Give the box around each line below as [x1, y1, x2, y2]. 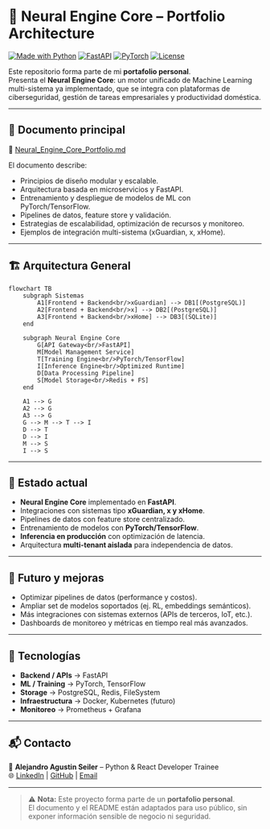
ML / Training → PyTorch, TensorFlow [19, 679, 146, 688]
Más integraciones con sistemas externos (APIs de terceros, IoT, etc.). [19, 610, 253, 620]
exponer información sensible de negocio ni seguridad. [27, 811, 211, 821]
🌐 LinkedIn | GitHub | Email [8, 770, 98, 780]
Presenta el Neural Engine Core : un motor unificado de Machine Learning [8, 75, 253, 85]
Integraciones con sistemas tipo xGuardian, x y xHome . [19, 506, 205, 516]
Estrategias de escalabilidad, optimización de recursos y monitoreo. [19, 218, 245, 228]
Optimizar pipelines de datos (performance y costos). [19, 592, 198, 603]
